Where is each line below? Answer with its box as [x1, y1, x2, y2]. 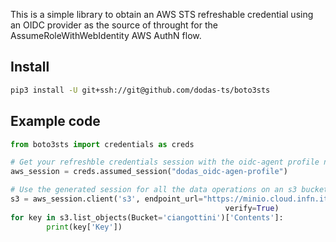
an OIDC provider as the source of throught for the [10, 19, 218, 31]
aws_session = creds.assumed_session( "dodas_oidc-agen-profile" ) [10, 167, 288, 177]
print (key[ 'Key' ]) [46, 222, 123, 232]
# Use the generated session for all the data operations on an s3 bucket [10, 185, 329, 195]
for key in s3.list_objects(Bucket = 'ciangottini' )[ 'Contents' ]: [10, 212, 284, 223]
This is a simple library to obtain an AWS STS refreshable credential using [10, 9, 314, 20]
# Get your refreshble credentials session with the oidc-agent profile [10, 157, 320, 168]
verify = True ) [224, 203, 280, 213]
